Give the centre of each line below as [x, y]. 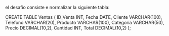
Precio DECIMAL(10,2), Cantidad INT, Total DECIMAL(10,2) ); [68, 28]
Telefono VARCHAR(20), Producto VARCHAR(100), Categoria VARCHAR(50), [85, 23]
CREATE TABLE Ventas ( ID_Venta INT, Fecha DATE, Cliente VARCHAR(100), [84, 17]
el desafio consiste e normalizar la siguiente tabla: [57, 7]
